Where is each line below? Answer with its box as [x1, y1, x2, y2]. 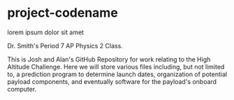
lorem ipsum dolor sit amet [7, 28, 85, 36]
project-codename [7, 5, 119, 21]
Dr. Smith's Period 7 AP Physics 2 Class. [7, 41, 124, 50]
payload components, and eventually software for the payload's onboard [7, 77, 217, 85]
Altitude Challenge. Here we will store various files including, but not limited [7, 62, 225, 71]
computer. [7, 85, 37, 93]
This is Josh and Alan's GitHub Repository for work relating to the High [7, 55, 211, 64]
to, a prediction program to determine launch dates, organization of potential [7, 70, 228, 78]
